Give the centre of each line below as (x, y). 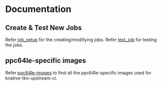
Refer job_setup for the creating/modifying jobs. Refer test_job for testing (81, 39)
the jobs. (14, 45)
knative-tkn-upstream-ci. (31, 78)
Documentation (38, 9)
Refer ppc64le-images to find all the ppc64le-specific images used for (78, 72)
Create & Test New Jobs (44, 28)
